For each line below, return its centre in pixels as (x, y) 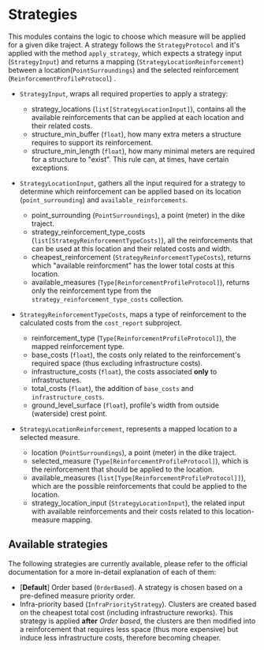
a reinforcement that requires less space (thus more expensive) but (129, 629)
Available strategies (58, 545)
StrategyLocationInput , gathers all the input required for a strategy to (132, 182)
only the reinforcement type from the (91, 291)
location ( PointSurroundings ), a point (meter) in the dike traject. (134, 453)
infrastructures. (56, 380)
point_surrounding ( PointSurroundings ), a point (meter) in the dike (138, 215)
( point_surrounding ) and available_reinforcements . (104, 200)
